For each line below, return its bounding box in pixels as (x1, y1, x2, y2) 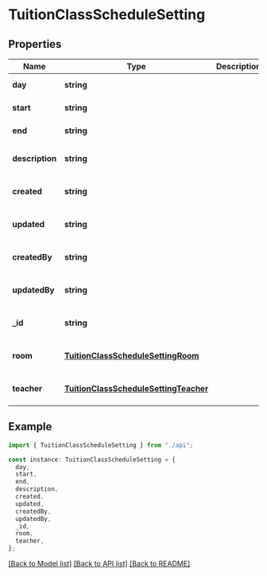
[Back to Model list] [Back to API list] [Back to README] (8, 559, 191, 569)
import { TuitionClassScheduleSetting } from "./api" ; (8, 441, 194, 449)
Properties (8, 37, 62, 51)
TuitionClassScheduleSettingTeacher (64, 383, 209, 394)
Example (8, 420, 52, 433)
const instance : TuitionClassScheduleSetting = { (8, 456, 176, 464)
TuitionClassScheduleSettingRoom (64, 351, 199, 361)
